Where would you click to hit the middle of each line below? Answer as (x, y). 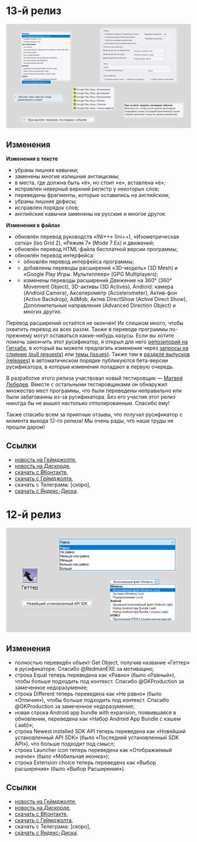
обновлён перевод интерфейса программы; (79, 262)
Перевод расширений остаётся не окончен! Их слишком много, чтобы (95, 323)
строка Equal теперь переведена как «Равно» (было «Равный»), (95, 675)
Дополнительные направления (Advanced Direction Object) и (99, 305)
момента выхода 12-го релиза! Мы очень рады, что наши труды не (90, 421)
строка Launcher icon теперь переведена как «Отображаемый (93, 750)
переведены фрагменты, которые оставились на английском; (92, 195)
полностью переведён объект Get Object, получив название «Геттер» (102, 663)
